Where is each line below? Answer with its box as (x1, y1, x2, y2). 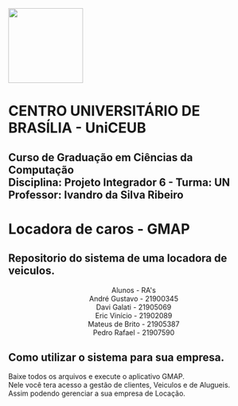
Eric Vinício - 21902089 (95, 310, 173, 320)
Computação (8, 163, 74, 176)
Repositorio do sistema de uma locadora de (8, 251, 228, 266)
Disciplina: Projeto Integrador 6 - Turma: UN (8, 175, 231, 189)
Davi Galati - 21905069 (96, 302, 172, 312)
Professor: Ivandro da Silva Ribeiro (8, 187, 184, 202)
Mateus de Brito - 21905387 (88, 319, 180, 329)
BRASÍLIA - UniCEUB (8, 119, 146, 137)
